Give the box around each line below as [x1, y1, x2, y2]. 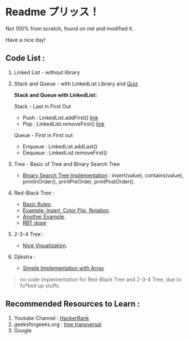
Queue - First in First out [13, 131, 73, 138]
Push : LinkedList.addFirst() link [22, 114, 99, 121]
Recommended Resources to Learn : [5, 299, 141, 309]
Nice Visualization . [22, 242, 68, 249]
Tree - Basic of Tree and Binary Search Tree [13, 160, 120, 167]
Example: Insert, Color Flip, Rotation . [22, 207, 111, 214]
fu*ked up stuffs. [19, 282, 61, 289]
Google [13, 327, 32, 334]
